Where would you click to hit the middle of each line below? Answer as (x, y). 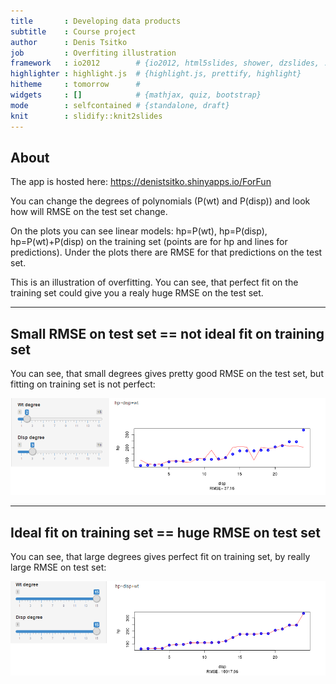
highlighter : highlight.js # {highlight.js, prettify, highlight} (156, 74)
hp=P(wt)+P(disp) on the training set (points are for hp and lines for (149, 242)
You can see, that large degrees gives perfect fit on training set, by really (160, 557)
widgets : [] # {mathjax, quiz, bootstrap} (136, 95)
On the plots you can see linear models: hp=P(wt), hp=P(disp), (139, 231)
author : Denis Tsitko (69, 42)
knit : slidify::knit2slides (86, 116)
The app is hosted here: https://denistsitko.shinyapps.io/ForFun (141, 182)
